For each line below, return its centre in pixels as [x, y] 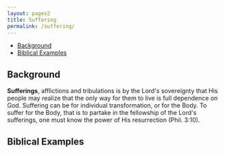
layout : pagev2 [29, 13]
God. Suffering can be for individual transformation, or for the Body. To [107, 105]
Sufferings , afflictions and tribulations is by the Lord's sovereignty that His [113, 91]
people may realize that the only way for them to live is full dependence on [113, 98]
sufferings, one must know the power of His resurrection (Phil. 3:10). [104, 120]
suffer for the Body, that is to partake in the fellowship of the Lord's [102, 113]
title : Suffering [32, 20]
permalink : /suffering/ [41, 26]
